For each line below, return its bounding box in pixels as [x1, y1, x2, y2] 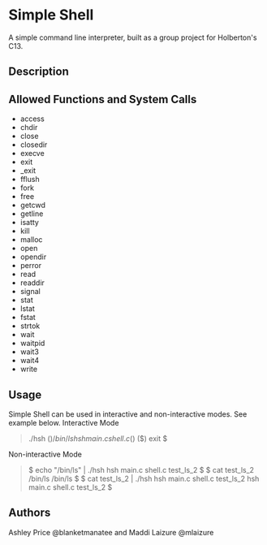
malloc [19, 235, 43, 244]
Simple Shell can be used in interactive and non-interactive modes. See [8, 409, 248, 419]
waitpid [19, 339, 45, 348]
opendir [19, 252, 47, 262]
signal [19, 287, 41, 296]
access [19, 114, 45, 123]
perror [19, 261, 42, 270]
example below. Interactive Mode [8, 417, 119, 427]
